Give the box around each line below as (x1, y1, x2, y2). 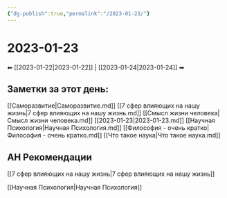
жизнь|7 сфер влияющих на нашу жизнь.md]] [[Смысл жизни (7, 109, 189, 117)
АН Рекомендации (7, 151, 92, 163)
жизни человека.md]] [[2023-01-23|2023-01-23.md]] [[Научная (29, 116, 216, 125)
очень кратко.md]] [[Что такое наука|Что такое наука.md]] (47, 131, 221, 140)
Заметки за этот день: (7, 83, 109, 94)
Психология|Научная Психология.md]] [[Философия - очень (7, 124, 185, 132)
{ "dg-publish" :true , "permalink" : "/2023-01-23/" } (7, 10, 150, 17)
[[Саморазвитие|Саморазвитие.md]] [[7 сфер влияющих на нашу (7, 101, 201, 110)
